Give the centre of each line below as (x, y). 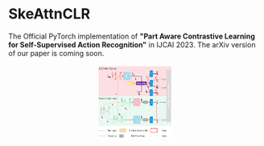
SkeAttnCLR (49, 14)
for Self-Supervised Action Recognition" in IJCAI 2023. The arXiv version (132, 44)
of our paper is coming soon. (56, 53)
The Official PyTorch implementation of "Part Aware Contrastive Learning (132, 36)
